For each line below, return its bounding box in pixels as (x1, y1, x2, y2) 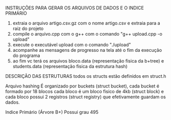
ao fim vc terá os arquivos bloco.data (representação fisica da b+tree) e (12, 58, 164, 64)
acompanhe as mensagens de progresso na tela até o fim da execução (12, 47, 162, 53)
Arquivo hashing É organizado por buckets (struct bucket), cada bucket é (5, 83, 160, 89)
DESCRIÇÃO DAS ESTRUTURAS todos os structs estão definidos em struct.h (5, 73, 166, 79)
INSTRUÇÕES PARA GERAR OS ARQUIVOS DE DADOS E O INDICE (5, 5, 144, 11)
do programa (12, 52, 40, 58)
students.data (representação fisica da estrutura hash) (12, 64, 128, 69)
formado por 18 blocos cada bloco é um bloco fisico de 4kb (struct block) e (5, 88, 164, 94)
